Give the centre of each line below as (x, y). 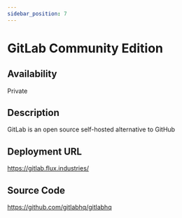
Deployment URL (45, 151)
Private (17, 91)
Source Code (36, 190)
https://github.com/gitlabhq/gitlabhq (59, 208)
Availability (32, 74)
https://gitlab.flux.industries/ (48, 168)
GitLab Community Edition (85, 48)
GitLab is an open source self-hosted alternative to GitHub (91, 129)
